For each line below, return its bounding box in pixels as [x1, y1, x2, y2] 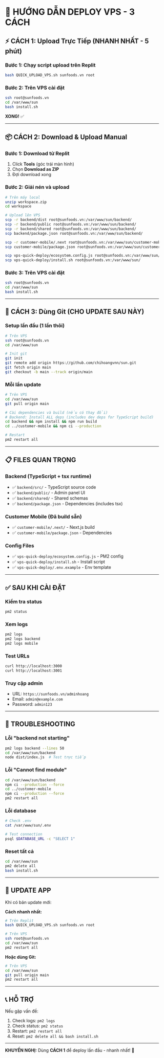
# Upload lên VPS [5, 213, 41, 218]
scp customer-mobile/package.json [5, 244, 76, 249]
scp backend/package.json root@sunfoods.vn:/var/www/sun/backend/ [5, 231, 143, 236]
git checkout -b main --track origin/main [5, 369, 93, 374]
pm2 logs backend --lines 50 [5, 745, 64, 751]
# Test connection [5, 832, 42, 837]
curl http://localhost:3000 [5, 664, 62, 669]
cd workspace [5, 204, 32, 209]
